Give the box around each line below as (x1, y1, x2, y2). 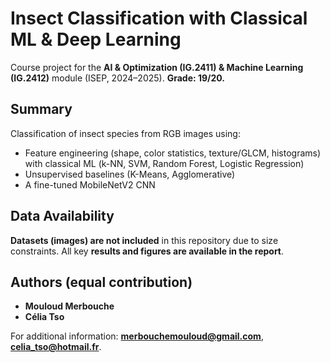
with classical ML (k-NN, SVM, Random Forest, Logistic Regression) (24, 157, 305, 169)
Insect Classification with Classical (10, 7, 308, 30)
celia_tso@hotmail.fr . (10, 341, 102, 353)
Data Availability (10, 208, 115, 225)
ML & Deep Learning (10, 28, 182, 51)
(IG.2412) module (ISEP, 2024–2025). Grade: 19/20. (10, 72, 226, 84)
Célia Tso (24, 311, 65, 323)
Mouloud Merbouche (24, 300, 115, 312)
